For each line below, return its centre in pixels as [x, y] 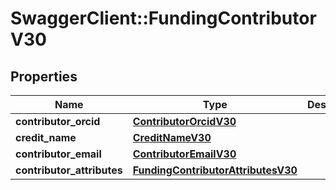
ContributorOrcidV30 [184, 121]
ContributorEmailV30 [184, 154]
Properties [44, 76]
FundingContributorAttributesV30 [215, 170]
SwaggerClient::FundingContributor [163, 18]
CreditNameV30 [172, 137]
